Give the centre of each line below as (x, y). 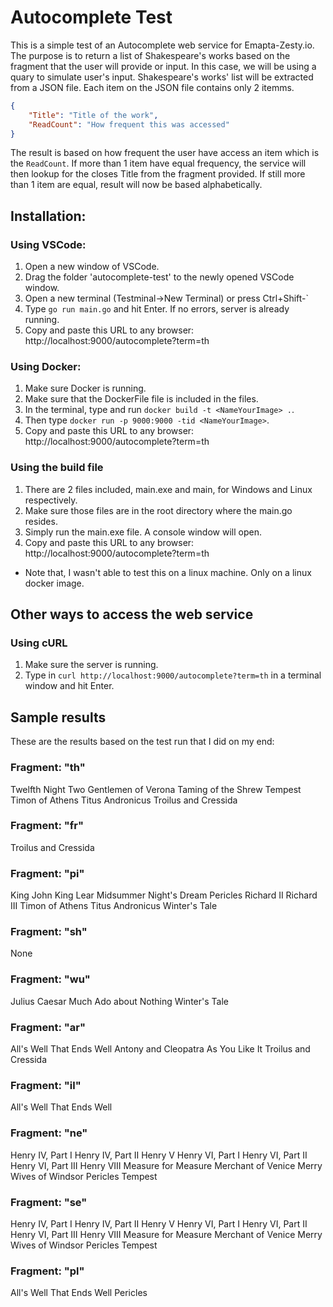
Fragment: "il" (46, 1085)
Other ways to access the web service (132, 614)
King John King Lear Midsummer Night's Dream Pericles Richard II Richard (164, 895)
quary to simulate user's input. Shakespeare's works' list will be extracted (162, 77)
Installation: (48, 216)
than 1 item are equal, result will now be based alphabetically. (136, 185)
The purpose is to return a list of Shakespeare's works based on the (150, 55)
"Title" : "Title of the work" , (93, 115)
